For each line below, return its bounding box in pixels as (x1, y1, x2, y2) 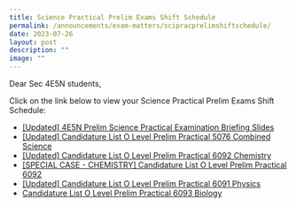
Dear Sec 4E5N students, (9, 79, 102, 88)
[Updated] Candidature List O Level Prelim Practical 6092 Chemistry (21, 150, 272, 160)
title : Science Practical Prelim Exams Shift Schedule (9, 12, 216, 22)
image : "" (9, 54, 46, 63)
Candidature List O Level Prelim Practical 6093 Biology (21, 188, 222, 198)
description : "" (9, 46, 69, 55)
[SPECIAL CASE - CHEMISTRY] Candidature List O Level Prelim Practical (21, 160, 287, 170)
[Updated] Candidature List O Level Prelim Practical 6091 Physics (21, 179, 261, 188)
